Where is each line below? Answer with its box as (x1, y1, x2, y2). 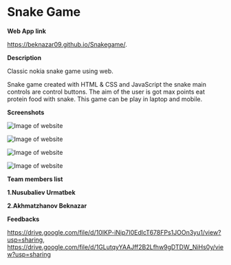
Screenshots (7, 108, 45, 116)
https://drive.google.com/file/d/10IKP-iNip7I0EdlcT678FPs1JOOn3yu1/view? (7, 228, 221, 236)
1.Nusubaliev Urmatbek (7, 188, 76, 196)
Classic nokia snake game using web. (7, 67, 113, 75)
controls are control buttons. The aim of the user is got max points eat (7, 87, 205, 96)
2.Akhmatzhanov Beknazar (7, 201, 87, 210)
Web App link (7, 27, 47, 35)
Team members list (7, 175, 63, 183)
